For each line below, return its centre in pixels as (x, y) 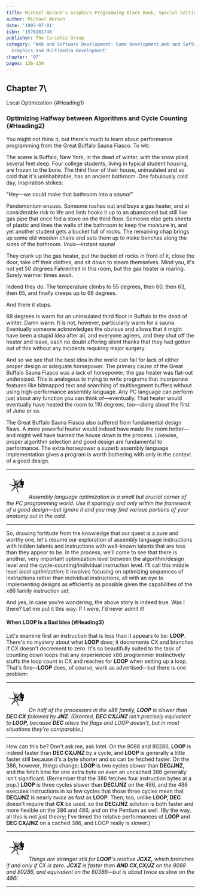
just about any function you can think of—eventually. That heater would (94, 398)
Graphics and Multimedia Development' (60, 51)
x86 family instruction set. (38, 590)
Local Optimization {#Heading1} (45, 103)
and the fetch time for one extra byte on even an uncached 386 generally (96, 772)
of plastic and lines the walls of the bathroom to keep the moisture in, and (97, 225)
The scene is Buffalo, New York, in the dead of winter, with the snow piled (97, 157)
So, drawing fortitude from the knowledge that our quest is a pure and (92, 533)
